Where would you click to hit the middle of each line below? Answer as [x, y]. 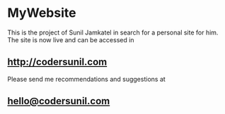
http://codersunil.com [57, 62]
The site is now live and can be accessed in [71, 39]
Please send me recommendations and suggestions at [87, 79]
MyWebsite [42, 13]
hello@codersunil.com [59, 101]
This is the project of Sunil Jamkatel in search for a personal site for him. [113, 32]
